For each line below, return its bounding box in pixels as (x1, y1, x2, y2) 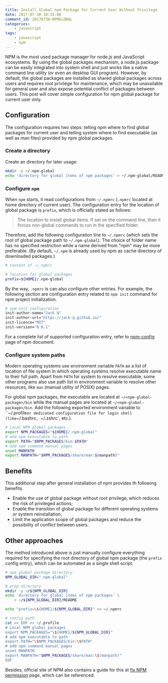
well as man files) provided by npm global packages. (5, 135, 114, 141)
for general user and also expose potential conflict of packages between (5, 86, 155, 92)
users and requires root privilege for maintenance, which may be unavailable (5, 80, 163, 86)
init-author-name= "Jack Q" (5, 310, 61, 316)
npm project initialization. (5, 296, 57, 302)
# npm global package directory (5, 570, 72, 575)
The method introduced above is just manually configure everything (5, 550, 145, 556)
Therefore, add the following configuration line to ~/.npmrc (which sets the (5, 232, 158, 238)
